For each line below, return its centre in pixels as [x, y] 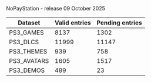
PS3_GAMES [26, 33]
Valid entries [73, 23]
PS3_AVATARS [29, 61]
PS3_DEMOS [27, 70]
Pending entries [119, 23]
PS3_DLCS [24, 42]
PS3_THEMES [28, 51]
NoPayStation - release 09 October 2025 [56, 8]
